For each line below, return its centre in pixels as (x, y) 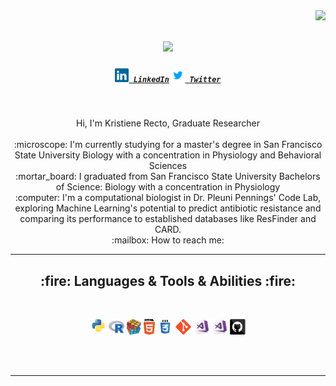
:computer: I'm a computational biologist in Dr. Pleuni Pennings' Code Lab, (168, 198)
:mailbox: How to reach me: (168, 240)
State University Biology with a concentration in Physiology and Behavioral (168, 155)
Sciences (168, 166)
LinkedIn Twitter (177, 79)
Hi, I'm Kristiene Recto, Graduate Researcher (168, 123)
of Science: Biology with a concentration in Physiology (168, 187)
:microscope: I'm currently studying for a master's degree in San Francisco (168, 145)
